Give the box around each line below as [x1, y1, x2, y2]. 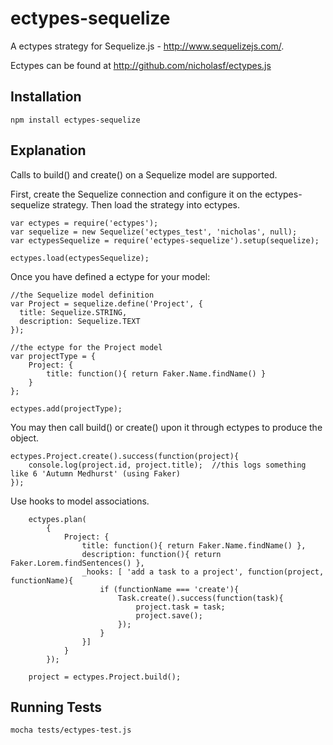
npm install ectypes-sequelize [10, 115, 141, 125]
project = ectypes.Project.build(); [28, 672, 182, 682]
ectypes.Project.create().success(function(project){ [10, 451, 240, 461]
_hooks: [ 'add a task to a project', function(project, [81, 567, 325, 577]
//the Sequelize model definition [10, 290, 155, 300]
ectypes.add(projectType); [10, 403, 123, 414]
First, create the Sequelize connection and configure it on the [10, 188, 263, 200]
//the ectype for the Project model [10, 342, 163, 352]
